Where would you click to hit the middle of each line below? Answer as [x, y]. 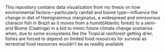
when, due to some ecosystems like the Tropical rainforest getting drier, [79, 33]
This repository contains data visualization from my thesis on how [73, 7]
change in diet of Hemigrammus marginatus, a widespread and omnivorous [83, 18]
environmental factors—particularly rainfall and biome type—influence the [81, 12]
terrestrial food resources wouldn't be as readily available [64, 44]
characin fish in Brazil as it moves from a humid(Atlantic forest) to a [74, 23]
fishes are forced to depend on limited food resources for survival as [76, 39]
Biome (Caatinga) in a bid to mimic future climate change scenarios [83, 28]
